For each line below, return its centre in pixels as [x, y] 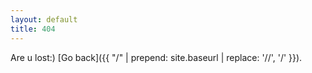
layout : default [44, 19]
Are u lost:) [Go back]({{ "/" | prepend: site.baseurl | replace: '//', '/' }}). [156, 57]
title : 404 [33, 29]
